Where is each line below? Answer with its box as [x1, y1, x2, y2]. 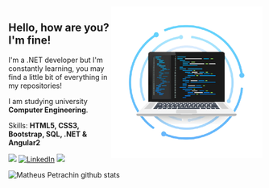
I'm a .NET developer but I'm [8, 55, 103, 65]
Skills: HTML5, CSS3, [8, 120, 80, 130]
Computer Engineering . [8, 105, 89, 115]
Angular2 [8, 137, 41, 147]
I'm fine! [8, 34, 52, 48]
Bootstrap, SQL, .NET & [8, 129, 87, 139]
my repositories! [8, 81, 63, 90]
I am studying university [8, 96, 89, 106]
